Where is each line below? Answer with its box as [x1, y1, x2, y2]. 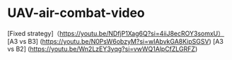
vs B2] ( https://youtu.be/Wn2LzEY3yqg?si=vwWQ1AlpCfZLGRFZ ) [7, 44, 198, 53]
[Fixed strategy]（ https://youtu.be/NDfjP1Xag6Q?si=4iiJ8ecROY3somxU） [7, 29, 225, 37]
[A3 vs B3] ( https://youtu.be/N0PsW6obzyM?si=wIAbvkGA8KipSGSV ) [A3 [7, 37, 224, 45]
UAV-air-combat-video [7, 5, 145, 21]
